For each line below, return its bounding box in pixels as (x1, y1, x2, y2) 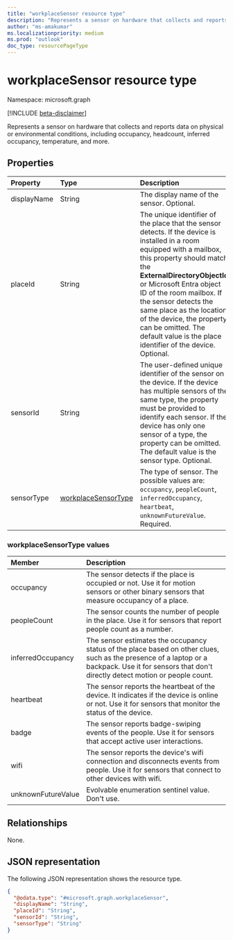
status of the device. (86, 708, 153, 718)
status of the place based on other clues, (86, 645, 220, 654)
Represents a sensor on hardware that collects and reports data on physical (7, 122, 224, 131)
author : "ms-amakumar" (7, 23, 73, 30)
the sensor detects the (139, 296, 214, 306)
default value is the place (139, 331, 222, 341)
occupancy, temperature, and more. (7, 137, 110, 145)
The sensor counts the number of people (86, 607, 220, 617)
